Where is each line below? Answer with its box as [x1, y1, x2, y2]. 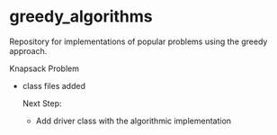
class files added [22, 80, 85, 91]
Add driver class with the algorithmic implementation [35, 115, 232, 126]
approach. [9, 45, 48, 56]
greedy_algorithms [9, 6, 153, 27]
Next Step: [22, 97, 62, 109]
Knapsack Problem [9, 63, 79, 74]
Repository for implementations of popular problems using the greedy [9, 36, 268, 47]
